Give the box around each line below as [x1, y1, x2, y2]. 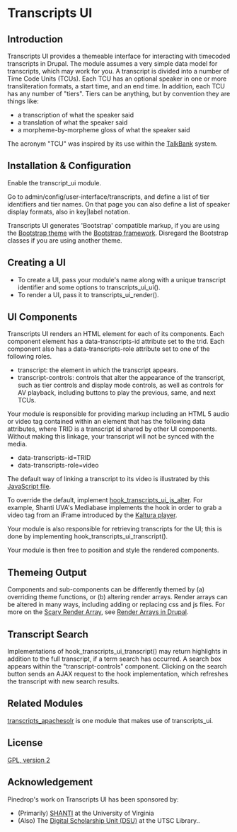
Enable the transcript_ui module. [7, 178, 101, 187]
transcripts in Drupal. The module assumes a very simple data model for [7, 59, 218, 68]
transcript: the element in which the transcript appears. [17, 366, 178, 374]
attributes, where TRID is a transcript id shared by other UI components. [7, 424, 217, 433]
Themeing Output [7, 566, 87, 578]
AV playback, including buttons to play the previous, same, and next [17, 388, 216, 397]
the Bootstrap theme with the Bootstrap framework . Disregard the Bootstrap [7, 229, 229, 237]
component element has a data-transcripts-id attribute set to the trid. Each [7, 337, 225, 346]
